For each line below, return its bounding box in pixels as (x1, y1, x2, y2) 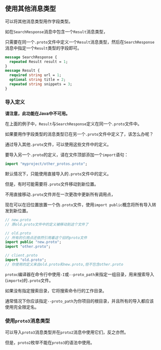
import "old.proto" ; (5, 257, 47, 263)
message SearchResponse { (5, 55, 57, 60)
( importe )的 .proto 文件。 (5, 277, 54, 283)
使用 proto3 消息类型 (5, 317, 50, 324)
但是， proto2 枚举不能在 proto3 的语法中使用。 (5, 340, 95, 346)
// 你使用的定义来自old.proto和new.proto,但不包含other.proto (5, 262, 123, 267)
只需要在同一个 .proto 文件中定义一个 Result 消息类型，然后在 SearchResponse (5, 39, 155, 45)
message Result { (5, 68, 40, 73)
